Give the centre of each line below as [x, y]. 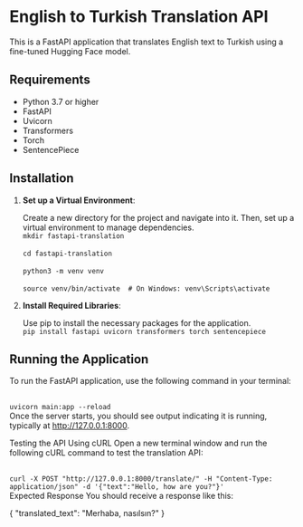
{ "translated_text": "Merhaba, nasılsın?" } [87, 513]
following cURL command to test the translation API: [106, 453]
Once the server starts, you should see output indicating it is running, [138, 416]
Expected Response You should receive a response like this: [121, 496]
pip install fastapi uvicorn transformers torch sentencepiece [144, 331]
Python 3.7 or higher [61, 101]
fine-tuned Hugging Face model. [70, 51]
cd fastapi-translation [67, 254]
